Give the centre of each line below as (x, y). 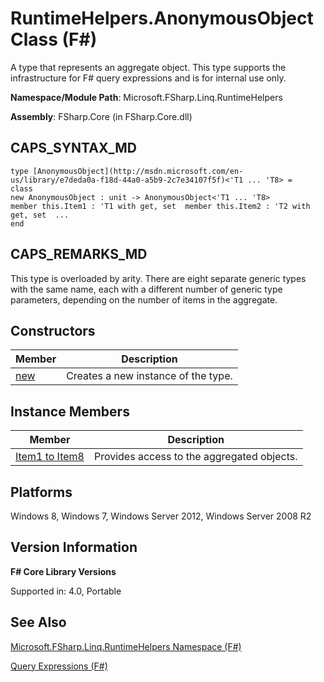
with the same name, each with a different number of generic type (146, 289)
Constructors (53, 330)
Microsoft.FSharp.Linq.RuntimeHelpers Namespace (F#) (126, 646)
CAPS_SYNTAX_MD (73, 148)
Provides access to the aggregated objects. (195, 457)
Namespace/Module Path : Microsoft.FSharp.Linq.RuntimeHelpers (146, 97)
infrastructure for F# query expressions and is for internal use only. (148, 78)
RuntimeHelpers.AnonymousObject (162, 18)
